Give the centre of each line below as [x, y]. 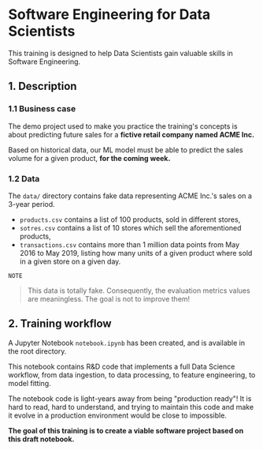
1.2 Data [24, 178]
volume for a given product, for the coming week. [89, 158]
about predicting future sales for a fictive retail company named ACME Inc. [131, 134]
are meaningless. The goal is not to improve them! [109, 298]
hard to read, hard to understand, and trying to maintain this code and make [131, 407]
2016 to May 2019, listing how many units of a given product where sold [136, 253]
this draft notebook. [41, 439]
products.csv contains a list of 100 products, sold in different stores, [130, 219]
